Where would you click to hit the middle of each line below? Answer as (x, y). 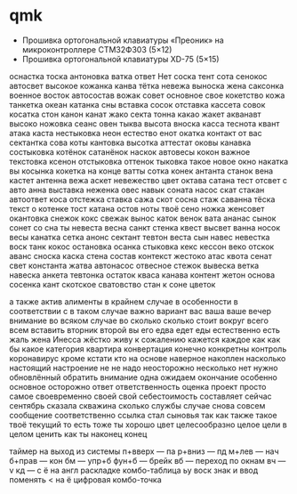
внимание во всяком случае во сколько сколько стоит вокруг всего (139, 320)
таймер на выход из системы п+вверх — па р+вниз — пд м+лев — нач (144, 451)
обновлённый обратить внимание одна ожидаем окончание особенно (143, 377)
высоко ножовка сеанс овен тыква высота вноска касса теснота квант (144, 123)
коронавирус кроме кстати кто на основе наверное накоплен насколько (148, 358)
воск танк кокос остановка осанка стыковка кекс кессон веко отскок (142, 247)
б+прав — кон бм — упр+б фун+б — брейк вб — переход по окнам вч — (148, 460)
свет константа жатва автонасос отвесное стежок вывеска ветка (134, 265)
